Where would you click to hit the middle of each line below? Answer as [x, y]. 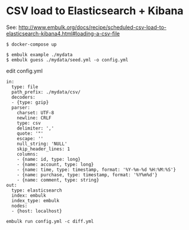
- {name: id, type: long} [49, 159]
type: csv [29, 123]
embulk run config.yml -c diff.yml [50, 221]
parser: [21, 108]
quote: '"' [30, 133]
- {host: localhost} [37, 211]
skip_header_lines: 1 [43, 149]
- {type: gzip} [30, 102]
